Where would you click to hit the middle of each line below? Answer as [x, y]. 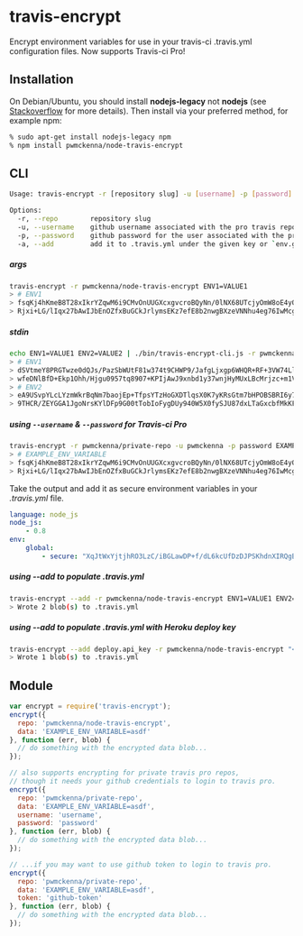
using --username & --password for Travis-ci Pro [98, 424]
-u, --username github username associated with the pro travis [147, 227]
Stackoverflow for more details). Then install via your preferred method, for [149, 111]
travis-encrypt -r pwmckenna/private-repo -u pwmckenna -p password [141, 446]
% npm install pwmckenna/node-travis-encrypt [96, 145]
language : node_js [44, 514]
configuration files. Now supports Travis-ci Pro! [97, 50]
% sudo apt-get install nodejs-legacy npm [90, 137]
